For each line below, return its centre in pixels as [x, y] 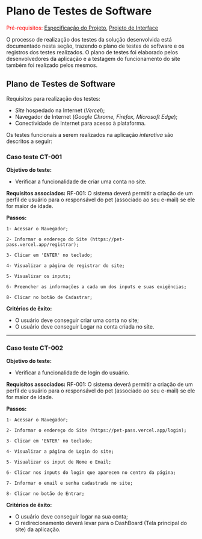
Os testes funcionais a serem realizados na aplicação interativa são [90, 134]
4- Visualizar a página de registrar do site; [66, 266]
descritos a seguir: [29, 141]
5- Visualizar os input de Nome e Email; [59, 462]
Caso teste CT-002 [35, 348]
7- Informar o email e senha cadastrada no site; [70, 484]
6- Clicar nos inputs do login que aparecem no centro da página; [91, 473]
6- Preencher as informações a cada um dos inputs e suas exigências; [96, 287]
